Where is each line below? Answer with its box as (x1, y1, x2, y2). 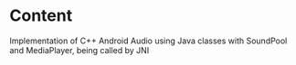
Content (9, 5, 73, 26)
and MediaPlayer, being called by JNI (9, 44, 150, 55)
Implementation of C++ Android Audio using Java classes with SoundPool (9, 35, 288, 46)
